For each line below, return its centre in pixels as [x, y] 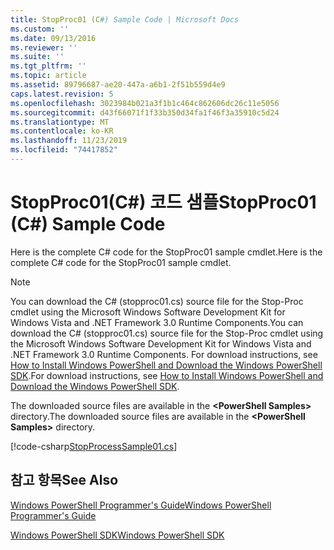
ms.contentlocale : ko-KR [62, 131]
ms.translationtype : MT [60, 122]
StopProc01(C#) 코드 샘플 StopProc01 [163, 202]
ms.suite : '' [37, 57]
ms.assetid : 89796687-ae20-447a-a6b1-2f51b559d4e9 [118, 85]
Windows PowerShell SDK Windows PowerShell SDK [117, 535]
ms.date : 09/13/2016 [53, 38]
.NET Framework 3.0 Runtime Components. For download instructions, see [164, 354]
